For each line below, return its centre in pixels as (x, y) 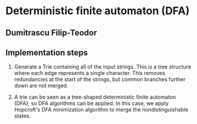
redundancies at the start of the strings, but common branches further (100, 79)
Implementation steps (47, 52)
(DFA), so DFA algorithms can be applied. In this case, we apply (91, 103)
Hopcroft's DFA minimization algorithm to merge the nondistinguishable (101, 110)
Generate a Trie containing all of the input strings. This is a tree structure (103, 67)
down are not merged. (41, 86)
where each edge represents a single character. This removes (90, 73)
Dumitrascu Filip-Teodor (51, 33)
